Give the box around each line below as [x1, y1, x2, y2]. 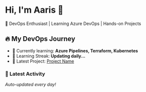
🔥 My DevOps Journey [5, 35, 75, 43]
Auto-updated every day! [5, 82, 56, 88]
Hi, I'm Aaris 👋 [5, 4, 64, 16]
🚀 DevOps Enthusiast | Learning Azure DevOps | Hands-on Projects [5, 21, 141, 26]
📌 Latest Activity [5, 70, 46, 77]
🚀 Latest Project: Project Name [12, 58, 74, 64]
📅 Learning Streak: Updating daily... [12, 53, 86, 59]
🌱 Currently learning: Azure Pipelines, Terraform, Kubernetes [12, 47, 138, 53]
